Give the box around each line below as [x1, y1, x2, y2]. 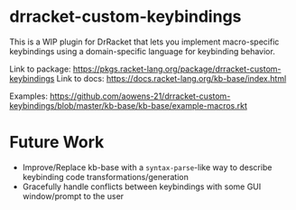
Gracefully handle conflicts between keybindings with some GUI [22, 181, 262, 192]
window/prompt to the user [22, 190, 125, 201]
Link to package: [9, 63, 71, 74]
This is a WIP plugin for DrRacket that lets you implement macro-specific [9, 36, 280, 47]
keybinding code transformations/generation [22, 171, 190, 182]
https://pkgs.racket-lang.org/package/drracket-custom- [72, 63, 282, 74]
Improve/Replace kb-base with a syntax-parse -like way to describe [22, 161, 273, 173]
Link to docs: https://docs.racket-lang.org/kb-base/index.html [56, 72, 287, 83]
